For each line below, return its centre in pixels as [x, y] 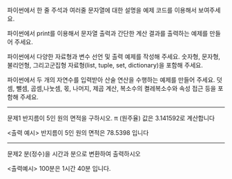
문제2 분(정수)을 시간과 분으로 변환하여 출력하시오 [74, 154]
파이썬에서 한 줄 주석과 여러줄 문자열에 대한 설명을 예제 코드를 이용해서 [102, 10]
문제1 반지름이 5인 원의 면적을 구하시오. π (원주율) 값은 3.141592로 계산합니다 [111, 118]
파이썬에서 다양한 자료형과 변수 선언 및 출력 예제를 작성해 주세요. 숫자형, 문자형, [114, 56]
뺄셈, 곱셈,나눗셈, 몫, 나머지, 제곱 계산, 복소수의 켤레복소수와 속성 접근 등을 [116, 88]
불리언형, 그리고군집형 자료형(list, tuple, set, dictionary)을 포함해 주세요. [105, 65]
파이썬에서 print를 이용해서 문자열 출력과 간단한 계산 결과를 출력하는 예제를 [108, 33]
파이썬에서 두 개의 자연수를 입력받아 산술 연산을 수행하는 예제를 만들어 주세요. [111, 80]
